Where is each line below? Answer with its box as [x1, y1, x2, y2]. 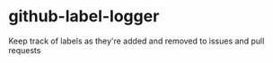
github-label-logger [8, 6, 160, 27]
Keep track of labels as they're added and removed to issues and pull [8, 35, 265, 46]
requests [8, 44, 41, 55]
